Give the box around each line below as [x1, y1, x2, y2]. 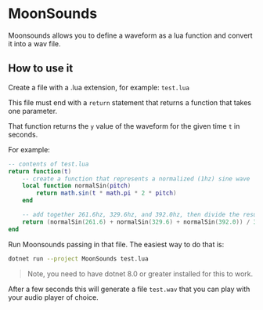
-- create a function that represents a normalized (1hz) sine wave [22, 174, 250, 183]
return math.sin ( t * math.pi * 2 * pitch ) [36, 189, 177, 197]
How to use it [8, 62, 74, 75]
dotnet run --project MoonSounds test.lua [8, 254, 149, 263]
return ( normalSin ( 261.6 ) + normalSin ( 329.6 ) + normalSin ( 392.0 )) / [22, 217, 250, 226]
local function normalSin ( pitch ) [22, 182, 131, 190]
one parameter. [8, 106, 57, 115]
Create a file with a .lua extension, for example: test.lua [8, 82, 190, 92]
